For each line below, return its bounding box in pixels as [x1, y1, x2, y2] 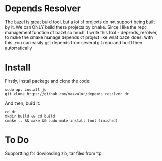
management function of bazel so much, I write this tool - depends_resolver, [5, 29, 158, 35]
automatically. [5, 45, 33, 51]
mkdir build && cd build [5, 114, 55, 119]
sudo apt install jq [5, 87, 47, 92]
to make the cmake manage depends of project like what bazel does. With [5, 35, 153, 40]
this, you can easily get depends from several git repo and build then [5, 39, 143, 45]
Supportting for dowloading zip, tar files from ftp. [5, 150, 103, 156]
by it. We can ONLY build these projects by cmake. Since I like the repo [5, 24, 147, 30]
